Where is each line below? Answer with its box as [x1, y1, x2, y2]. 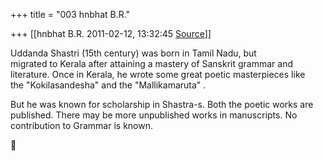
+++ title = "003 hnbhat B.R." [10, 9, 131, 20]
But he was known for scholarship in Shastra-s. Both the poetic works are [10, 99, 314, 110]
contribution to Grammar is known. [10, 120, 153, 131]
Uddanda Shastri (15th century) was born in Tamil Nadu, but [10, 47, 257, 59]
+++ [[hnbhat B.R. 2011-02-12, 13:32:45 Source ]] [10, 28, 212, 39]
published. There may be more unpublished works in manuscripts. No [10, 109, 298, 121]
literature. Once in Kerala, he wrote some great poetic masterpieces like [10, 69, 306, 80]
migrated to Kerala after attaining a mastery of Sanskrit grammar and [10, 58, 294, 69]
